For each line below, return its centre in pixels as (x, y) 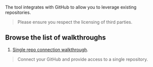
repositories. (18, 12)
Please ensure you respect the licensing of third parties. (75, 22)
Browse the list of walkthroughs (56, 37)
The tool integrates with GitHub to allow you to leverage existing (71, 7)
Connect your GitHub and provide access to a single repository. (83, 59)
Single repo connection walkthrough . (50, 50)
